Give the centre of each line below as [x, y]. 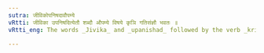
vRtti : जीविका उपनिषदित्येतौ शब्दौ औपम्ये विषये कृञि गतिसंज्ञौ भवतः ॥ [93, 23]
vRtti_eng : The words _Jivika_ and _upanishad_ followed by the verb [125, 30]
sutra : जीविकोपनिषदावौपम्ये [42, 15]
